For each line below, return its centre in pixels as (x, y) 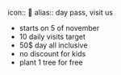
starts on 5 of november (59, 28)
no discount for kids (52, 54)
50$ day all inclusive (53, 45)
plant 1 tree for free (51, 62)
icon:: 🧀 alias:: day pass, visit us (60, 12)
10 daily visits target (52, 37)
